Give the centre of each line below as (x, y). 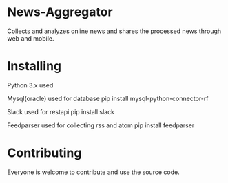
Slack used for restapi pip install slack (61, 111)
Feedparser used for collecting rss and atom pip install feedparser (101, 125)
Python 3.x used (30, 85)
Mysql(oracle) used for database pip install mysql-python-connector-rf (108, 98)
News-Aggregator (60, 12)
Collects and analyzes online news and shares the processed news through (114, 31)
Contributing (44, 153)
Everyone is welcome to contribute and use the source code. (94, 172)
